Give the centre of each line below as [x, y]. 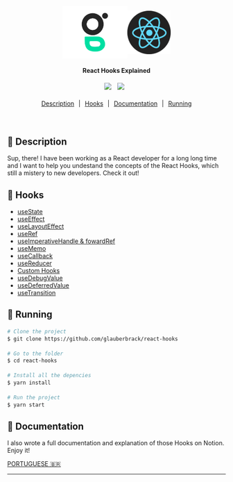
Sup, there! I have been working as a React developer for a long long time [112, 158]
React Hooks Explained [116, 71]
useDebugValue [40, 278]
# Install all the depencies [49, 376]
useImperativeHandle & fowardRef [66, 241]
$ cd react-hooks [32, 361]
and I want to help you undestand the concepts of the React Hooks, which [113, 166]
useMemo [32, 249]
